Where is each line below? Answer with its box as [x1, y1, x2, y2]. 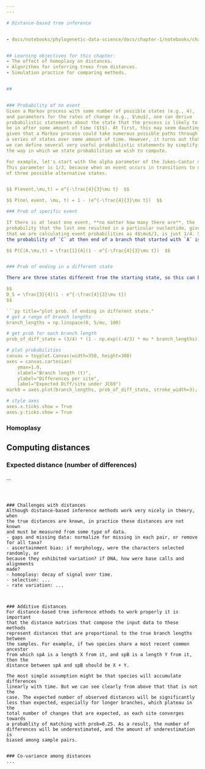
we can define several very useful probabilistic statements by [6, 142, 173, 148]
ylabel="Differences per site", [17, 376, 99, 382]
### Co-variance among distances [6, 753, 92, 759]
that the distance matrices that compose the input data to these [6, 620, 179, 626]
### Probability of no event [6, 102, 81, 109]
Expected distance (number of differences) [6, 460, 137, 469]
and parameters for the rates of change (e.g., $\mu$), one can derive [6, 113, 192, 120]
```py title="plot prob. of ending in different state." [6, 308, 154, 314]
